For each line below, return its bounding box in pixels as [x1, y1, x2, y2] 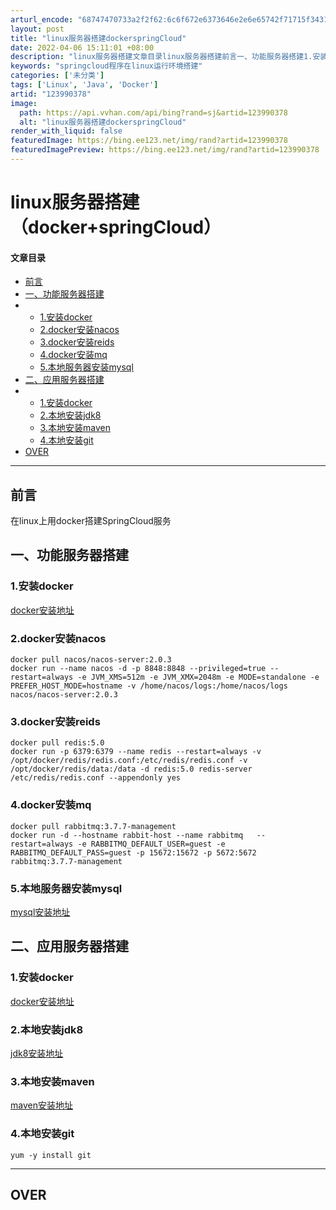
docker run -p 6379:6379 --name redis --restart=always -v [10, 747, 262, 757]
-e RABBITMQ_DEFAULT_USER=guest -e [77, 839, 226, 849]
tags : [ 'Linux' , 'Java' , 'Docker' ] [10, 80, 159, 90]
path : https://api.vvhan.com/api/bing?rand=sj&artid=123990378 [19, 107, 288, 118]
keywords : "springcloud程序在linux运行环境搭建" [10, 61, 203, 71]
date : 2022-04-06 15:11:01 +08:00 [10, 42, 155, 53]
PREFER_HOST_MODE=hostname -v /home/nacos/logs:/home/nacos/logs [10, 681, 288, 691]
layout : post [10, 24, 65, 34]
